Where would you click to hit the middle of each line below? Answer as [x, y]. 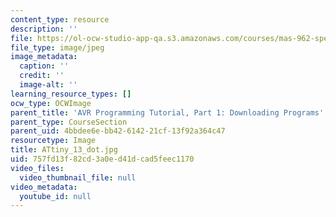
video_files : [37, 168]
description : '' [44, 29]
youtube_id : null [55, 196]
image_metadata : [44, 57]
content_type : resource [60, 19]
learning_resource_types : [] [71, 94]
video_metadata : [44, 187]
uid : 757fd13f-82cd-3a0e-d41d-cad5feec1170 [102, 159]
